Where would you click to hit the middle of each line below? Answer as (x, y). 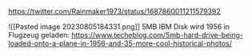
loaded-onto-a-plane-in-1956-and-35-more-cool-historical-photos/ (120, 43)
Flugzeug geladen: (39, 35)
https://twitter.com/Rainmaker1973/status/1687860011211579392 (115, 11)
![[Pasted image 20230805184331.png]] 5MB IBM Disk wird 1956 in (119, 26)
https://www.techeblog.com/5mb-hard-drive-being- (158, 35)
